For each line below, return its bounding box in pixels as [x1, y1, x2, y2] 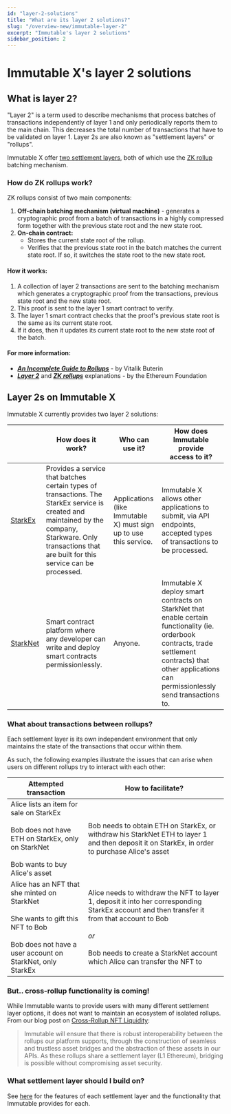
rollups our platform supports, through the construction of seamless [23, 1037, 217, 1045]
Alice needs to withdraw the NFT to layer [88, 887, 220, 897]
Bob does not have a [10, 939, 77, 949]
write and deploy [45, 642, 100, 652]
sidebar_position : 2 [7, 36, 67, 43]
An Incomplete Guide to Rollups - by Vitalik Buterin [16, 364, 164, 372]
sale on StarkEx [10, 808, 61, 817]
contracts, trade [161, 638, 213, 648]
